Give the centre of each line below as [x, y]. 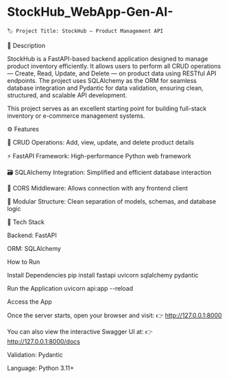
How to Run [24, 262]
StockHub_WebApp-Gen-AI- [90, 12]
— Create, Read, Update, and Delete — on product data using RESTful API [112, 73]
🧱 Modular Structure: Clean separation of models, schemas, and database [112, 201]
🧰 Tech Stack [26, 222]
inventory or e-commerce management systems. [76, 115]
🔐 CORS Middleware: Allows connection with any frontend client [98, 188]
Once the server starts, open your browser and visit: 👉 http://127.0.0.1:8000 [114, 315]
